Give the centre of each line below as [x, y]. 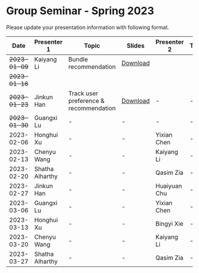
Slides [136, 46]
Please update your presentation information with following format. [88, 27]
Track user [84, 93]
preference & [86, 101]
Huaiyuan [169, 186]
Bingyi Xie [169, 223]
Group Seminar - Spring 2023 [80, 11]
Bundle [78, 59]
